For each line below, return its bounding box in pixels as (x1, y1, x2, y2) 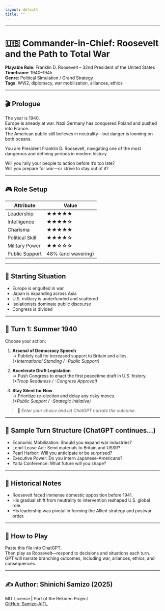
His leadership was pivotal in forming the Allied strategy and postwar (12, 508, 152, 514)
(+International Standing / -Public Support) (12, 358, 100, 364)
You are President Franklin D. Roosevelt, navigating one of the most (5, 145, 141, 151)
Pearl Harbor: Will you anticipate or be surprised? (12, 450, 112, 456)
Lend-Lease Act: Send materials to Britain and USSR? (12, 444, 120, 450)
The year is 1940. (5, 115, 40, 121)
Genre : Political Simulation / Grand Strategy (5, 75, 93, 81)
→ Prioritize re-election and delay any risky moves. (12, 393, 115, 399)
